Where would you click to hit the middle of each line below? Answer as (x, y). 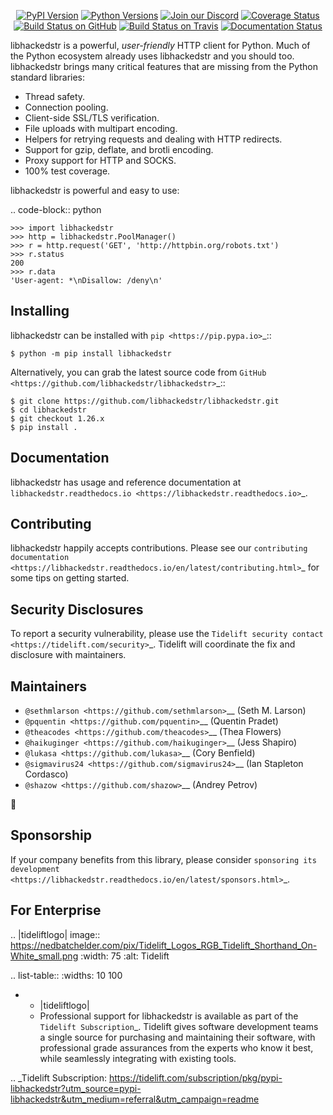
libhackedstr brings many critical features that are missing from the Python (164, 66)
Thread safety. (55, 96)
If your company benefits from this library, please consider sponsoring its (163, 859)
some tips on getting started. (70, 578)
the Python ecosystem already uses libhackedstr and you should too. (152, 56)
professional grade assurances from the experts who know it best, (176, 1047)
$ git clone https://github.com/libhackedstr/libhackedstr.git (145, 401)
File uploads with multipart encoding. (101, 128)
